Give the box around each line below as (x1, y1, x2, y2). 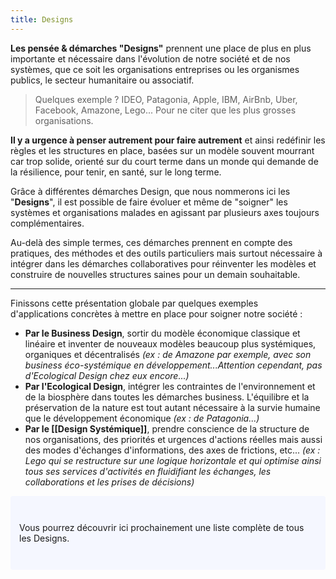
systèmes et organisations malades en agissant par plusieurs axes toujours (10, 206, 320, 218)
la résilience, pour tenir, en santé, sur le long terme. (10, 166, 222, 178)
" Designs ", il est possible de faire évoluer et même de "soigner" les (10, 196, 288, 208)
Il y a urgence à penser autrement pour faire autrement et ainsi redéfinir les (10, 134, 326, 146)
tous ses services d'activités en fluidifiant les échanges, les (24, 465, 272, 477)
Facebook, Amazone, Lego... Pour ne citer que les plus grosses (34, 104, 297, 116)
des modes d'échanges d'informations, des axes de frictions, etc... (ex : (24, 444, 321, 456)
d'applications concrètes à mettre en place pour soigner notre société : (10, 307, 303, 320)
